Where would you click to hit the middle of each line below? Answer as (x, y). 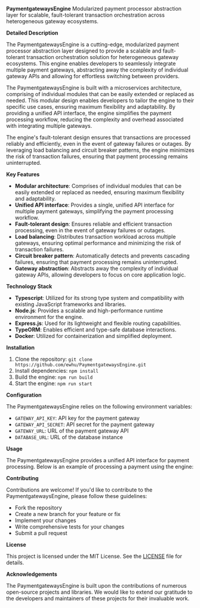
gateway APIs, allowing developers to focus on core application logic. (100, 275)
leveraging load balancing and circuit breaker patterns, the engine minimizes (100, 150)
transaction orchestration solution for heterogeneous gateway (103, 57)
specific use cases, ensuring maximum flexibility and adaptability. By (91, 107)
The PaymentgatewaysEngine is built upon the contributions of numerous (96, 586)
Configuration (24, 395)
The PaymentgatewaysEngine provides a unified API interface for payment (98, 460)
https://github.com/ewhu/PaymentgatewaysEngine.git (80, 365)
